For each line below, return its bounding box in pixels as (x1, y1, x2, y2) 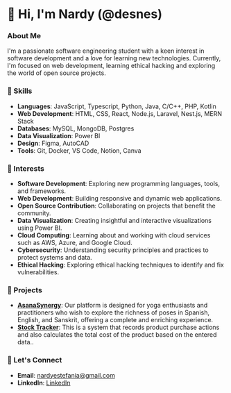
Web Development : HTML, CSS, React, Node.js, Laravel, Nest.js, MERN (17, 109, 222, 117)
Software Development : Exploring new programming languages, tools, (17, 180, 221, 188)
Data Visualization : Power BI (17, 131, 101, 140)
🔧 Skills (7, 86, 33, 96)
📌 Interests (7, 163, 45, 173)
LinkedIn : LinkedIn (17, 378, 71, 387)
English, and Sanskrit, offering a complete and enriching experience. (17, 316, 214, 324)
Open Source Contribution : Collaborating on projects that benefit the (17, 201, 216, 210)
